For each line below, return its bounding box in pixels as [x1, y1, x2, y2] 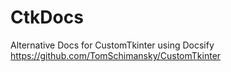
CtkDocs [10, 6, 84, 29]
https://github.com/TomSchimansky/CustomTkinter [10, 49, 222, 61]
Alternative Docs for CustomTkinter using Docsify [10, 39, 215, 51]
